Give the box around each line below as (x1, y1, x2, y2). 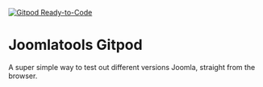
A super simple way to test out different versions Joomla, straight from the (8, 62, 256, 72)
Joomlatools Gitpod (8, 36, 143, 54)
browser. (8, 71, 38, 81)
